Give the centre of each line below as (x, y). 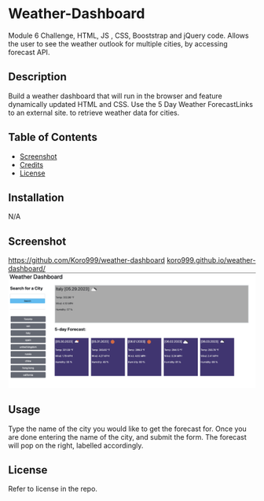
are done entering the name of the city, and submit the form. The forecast (128, 437)
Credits (31, 164)
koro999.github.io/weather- (211, 260)
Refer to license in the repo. (53, 489)
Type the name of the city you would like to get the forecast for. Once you (128, 429)
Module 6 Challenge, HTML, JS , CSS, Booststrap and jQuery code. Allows (128, 35)
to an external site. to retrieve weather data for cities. (94, 112)
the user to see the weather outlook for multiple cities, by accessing (118, 43)
